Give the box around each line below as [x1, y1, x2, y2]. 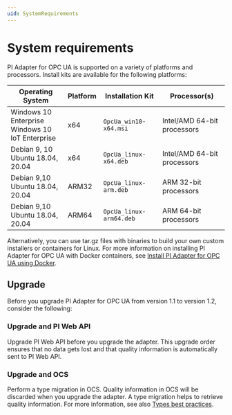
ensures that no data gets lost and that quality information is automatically [7, 344, 218, 353]
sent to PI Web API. [7, 352, 62, 360]
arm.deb [103, 186, 128, 194]
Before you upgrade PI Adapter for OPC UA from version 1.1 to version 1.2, [7, 297, 217, 306]
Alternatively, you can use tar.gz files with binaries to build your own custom [7, 236, 224, 245]
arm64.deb [103, 214, 136, 222]
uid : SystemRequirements [7, 10, 79, 17]
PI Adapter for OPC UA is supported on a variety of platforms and [7, 63, 193, 71]
